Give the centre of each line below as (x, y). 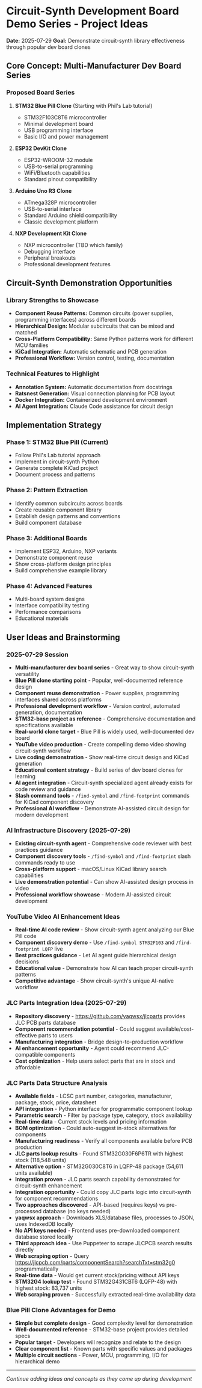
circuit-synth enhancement (48, 1186)
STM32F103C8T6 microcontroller (65, 117)
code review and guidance (48, 789)
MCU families (32, 345)
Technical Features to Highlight (53, 374)
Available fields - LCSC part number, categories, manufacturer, (93, 1096)
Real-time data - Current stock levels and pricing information (91, 1122)
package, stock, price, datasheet (56, 1102)
